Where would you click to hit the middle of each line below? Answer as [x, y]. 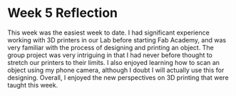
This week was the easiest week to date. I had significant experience [109, 32]
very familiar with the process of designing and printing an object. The [111, 47]
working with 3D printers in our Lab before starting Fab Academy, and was [117, 40]
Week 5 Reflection [62, 13]
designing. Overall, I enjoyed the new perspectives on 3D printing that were [118, 77]
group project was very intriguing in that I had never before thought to [110, 55]
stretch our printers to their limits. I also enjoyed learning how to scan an [113, 62]
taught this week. [33, 85]
